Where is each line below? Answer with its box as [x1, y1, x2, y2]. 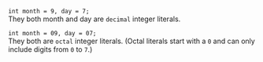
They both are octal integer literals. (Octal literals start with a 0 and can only [8, 36, 256, 46]
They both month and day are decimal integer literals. [8, 14, 181, 24]
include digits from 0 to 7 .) [8, 45, 93, 54]
